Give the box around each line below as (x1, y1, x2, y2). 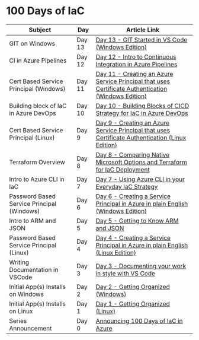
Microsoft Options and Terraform (95, 158, 188, 166)
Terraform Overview (9, 158, 65, 166)
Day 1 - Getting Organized (95, 300, 170, 308)
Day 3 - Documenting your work (95, 262, 187, 270)
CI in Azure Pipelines (9, 56, 67, 65)
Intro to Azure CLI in (9, 175, 65, 183)
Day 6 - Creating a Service (95, 192, 171, 200)
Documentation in (9, 265, 59, 274)
